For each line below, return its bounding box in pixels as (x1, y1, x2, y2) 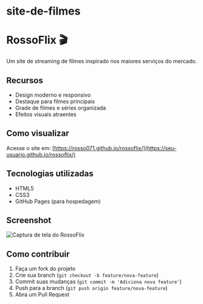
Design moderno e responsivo (15, 91, 91, 98)
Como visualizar (6, 128, 69, 139)
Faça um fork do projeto (15, 265, 76, 272)
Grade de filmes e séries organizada (15, 104, 106, 111)
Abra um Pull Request (15, 291, 70, 299)
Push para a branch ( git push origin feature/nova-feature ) (15, 285, 168, 292)
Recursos (6, 75, 44, 86)
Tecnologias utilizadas (6, 168, 94, 179)
